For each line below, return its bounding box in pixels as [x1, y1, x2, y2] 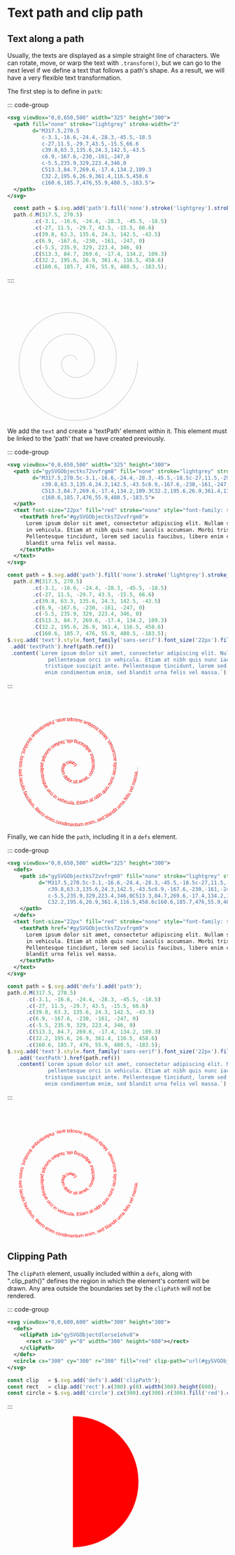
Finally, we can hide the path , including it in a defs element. [7, 832, 178, 841]
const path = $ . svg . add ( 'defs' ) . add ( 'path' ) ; [7, 983, 142, 990]
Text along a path [7, 33, 85, 45]
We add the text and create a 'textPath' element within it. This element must [7, 427, 227, 435]
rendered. [7, 1291, 36, 1300]
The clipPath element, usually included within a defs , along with [7, 1269, 192, 1277]
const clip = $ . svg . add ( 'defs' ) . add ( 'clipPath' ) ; [7, 1377, 161, 1384]
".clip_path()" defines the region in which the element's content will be [7, 1277, 210, 1285]
